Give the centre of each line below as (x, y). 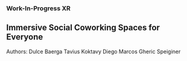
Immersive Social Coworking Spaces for (83, 28)
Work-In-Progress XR (38, 8)
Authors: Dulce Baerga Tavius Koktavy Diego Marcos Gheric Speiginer (93, 51)
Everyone (25, 37)
